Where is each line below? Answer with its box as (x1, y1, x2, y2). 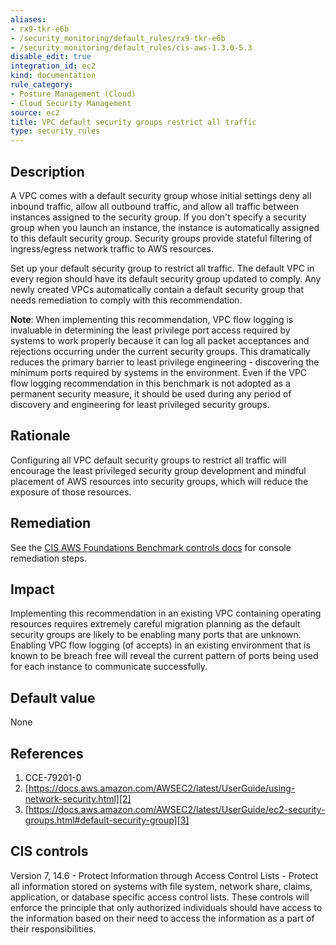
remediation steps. (10, 552, 88, 564)
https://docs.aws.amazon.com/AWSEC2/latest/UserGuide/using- (28, 782, 296, 794)
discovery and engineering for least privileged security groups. (10, 398, 270, 410)
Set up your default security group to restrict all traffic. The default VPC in (10, 262, 315, 274)
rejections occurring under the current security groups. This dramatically (10, 345, 311, 357)
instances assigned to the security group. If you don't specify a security (10, 211, 307, 223)
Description (10, 163, 85, 180)
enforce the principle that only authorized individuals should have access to (10, 901, 323, 913)
